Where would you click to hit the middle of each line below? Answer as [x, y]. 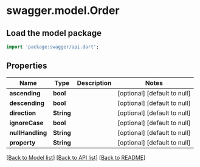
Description [94, 83]
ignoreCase [26, 123]
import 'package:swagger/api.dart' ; [53, 47]
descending [27, 103]
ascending [25, 93]
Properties [27, 66]
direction [23, 113]
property [22, 142]
